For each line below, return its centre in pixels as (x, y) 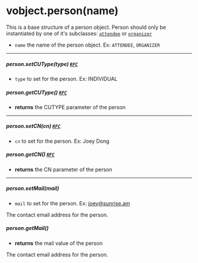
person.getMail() (27, 228)
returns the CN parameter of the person (63, 169)
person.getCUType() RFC (37, 92)
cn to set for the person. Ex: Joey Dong (62, 141)
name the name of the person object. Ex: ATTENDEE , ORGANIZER (87, 45)
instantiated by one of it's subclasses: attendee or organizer (79, 33)
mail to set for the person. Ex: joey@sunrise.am (72, 203)
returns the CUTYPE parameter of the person (70, 107)
